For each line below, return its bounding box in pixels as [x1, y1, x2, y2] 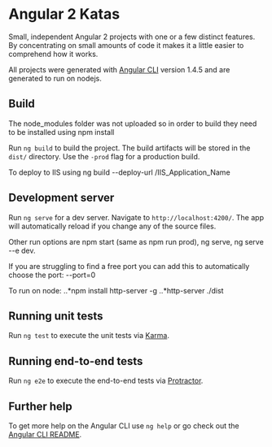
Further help [8, 399, 73, 413]
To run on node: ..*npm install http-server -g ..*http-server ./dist [8, 285, 224, 295]
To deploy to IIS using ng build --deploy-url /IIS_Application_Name [8, 167, 230, 177]
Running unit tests [8, 309, 103, 323]
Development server [8, 191, 115, 205]
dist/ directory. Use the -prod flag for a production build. [8, 151, 200, 161]
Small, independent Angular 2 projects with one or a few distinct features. [8, 32, 256, 41]
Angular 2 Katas [8, 5, 121, 24]
